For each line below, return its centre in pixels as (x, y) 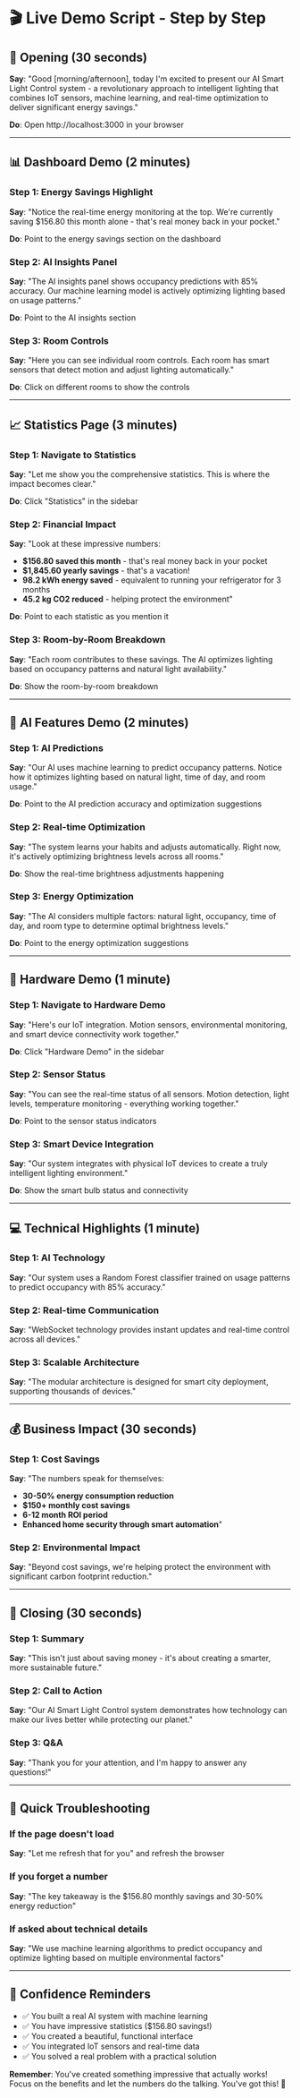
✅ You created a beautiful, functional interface (108, 2036)
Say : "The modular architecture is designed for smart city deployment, (139, 1382)
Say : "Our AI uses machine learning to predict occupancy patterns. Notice (146, 768)
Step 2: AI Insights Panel (63, 261)
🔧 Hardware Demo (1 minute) (90, 980)
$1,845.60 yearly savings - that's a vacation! (106, 571)
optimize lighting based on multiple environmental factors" (117, 1957)
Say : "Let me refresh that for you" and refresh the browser (117, 1854)
